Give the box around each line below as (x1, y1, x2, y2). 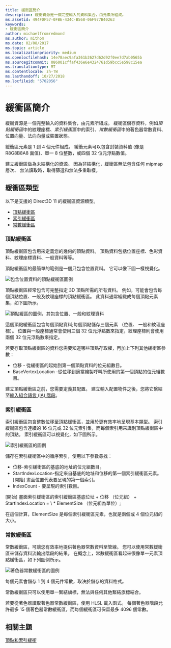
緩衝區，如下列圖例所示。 (9, 557, 64, 563)
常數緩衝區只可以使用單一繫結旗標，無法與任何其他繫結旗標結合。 (5, 589, 144, 595)
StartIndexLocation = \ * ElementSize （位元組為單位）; (5, 500, 121, 506)
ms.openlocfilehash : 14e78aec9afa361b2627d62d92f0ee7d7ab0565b (5, 55, 142, 60)
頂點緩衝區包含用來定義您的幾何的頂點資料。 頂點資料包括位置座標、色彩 (5, 248, 158, 254)
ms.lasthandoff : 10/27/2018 (5, 74, 65, 79)
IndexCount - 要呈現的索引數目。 (12, 483, 82, 489)
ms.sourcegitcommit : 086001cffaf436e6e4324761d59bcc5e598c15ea (5, 60, 142, 65)
